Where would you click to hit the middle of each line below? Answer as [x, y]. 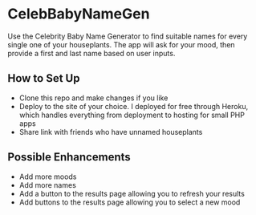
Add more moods [48, 176]
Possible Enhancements [69, 157]
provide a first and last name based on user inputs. [91, 53]
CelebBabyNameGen [79, 14]
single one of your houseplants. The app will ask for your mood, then [121, 44]
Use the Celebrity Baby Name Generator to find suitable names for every [128, 36]
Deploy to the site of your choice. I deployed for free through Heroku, [134, 106]
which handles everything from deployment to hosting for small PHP [132, 115]
